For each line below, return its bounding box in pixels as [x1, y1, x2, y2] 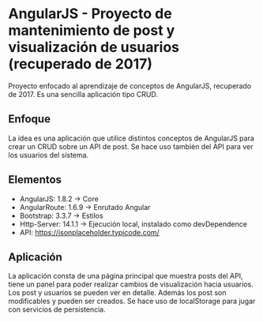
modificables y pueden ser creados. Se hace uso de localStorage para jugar [8, 297, 256, 306]
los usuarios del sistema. [8, 150, 89, 159]
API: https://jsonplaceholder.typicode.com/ [19, 227, 160, 237]
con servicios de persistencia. [8, 305, 107, 314]
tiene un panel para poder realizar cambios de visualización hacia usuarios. [8, 279, 254, 289]
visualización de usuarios [8, 39, 180, 56]
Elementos [8, 173, 62, 186]
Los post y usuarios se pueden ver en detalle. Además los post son [8, 288, 227, 298]
